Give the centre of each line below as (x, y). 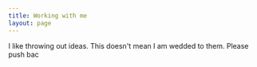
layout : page (30, 23)
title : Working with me (48, 16)
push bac (24, 54)
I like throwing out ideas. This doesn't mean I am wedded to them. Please (128, 45)
